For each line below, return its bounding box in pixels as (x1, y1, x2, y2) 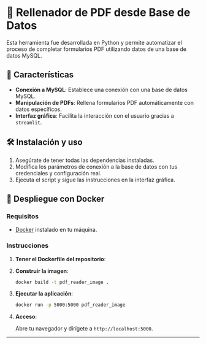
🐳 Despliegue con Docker (6, 193, 105, 204)
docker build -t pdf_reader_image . (15, 279, 109, 285)
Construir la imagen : (15, 267, 69, 275)
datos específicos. (15, 105, 63, 113)
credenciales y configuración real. (15, 169, 102, 177)
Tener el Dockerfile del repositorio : (15, 255, 106, 262)
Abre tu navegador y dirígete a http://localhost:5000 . (15, 325, 153, 332)
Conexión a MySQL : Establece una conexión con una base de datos (15, 86, 188, 93)
